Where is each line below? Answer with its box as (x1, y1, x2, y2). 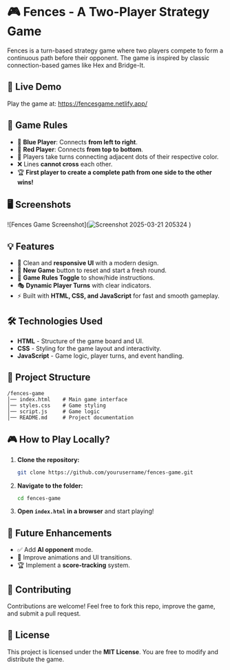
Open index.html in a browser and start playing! (17, 507, 154, 515)
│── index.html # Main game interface (7, 396, 128, 403)
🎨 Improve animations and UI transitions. (17, 553, 132, 562)
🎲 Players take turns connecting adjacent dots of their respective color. (17, 152, 219, 161)
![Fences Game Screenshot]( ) (7, 220, 191, 229)
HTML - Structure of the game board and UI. (17, 337, 144, 345)
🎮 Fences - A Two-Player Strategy (7, 4, 210, 20)
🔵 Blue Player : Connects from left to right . (17, 137, 138, 146)
